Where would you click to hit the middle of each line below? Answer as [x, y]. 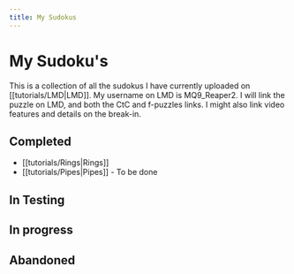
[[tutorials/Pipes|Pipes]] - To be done [90, 172]
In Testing [37, 200]
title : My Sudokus [43, 17]
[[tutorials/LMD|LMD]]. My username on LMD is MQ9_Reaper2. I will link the [147, 95]
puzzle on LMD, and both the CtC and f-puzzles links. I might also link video [147, 104]
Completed [41, 141]
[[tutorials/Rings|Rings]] [65, 163]
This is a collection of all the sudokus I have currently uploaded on [130, 86]
